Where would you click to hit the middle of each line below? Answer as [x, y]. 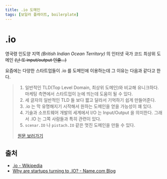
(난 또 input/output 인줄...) [40, 60]
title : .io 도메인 [23, 10]
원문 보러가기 [30, 136]
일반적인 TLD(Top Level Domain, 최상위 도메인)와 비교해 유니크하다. [92, 88]
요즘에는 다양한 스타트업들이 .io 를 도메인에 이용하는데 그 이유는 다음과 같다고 [80, 71]
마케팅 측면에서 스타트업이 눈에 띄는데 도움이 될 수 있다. [79, 94]
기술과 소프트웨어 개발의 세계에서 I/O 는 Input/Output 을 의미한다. [89, 113]
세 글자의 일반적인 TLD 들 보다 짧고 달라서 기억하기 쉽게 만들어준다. [90, 100]
